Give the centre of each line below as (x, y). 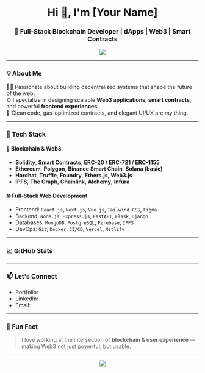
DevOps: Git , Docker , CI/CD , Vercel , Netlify (70, 229)
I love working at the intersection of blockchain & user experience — (108, 340)
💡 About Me (24, 74)
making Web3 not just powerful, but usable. (76, 346)
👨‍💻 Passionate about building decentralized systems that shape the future (99, 87)
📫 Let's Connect (32, 277)
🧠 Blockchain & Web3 (34, 149)
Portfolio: (27, 292)
